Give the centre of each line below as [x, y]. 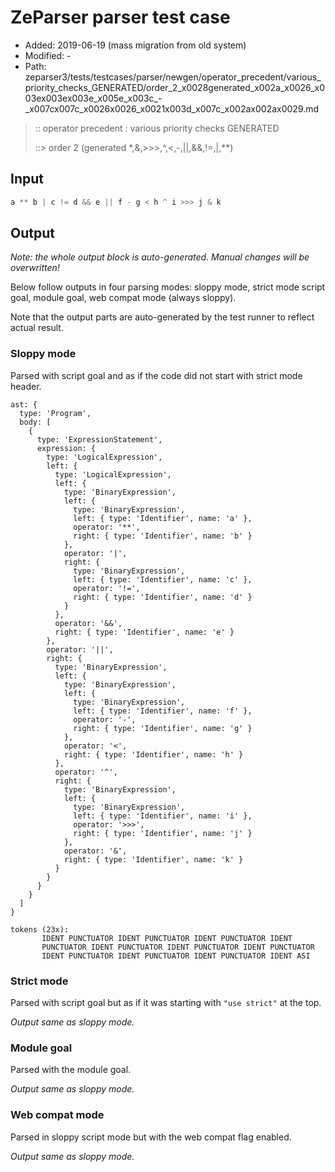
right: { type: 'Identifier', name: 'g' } [163, 728]
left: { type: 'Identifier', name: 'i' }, [163, 816]
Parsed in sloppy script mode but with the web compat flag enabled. [151, 1137]
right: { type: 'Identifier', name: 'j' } [163, 833]
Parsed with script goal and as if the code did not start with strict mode [156, 375]
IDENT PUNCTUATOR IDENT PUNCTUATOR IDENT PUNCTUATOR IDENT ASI [176, 956]
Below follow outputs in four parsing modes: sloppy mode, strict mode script [168, 287]
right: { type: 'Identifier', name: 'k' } [153, 859]
